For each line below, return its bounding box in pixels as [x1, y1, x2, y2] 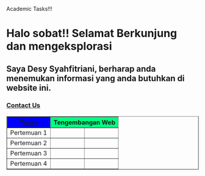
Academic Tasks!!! [6, 5, 53, 12]
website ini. [6, 82, 52, 93]
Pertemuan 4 [10, 160, 48, 168]
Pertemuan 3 [10, 149, 48, 158]
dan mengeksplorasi [6, 40, 112, 54]
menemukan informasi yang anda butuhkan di [6, 73, 185, 83]
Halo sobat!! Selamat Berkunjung [6, 27, 178, 40]
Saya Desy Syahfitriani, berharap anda [6, 63, 156, 74]
